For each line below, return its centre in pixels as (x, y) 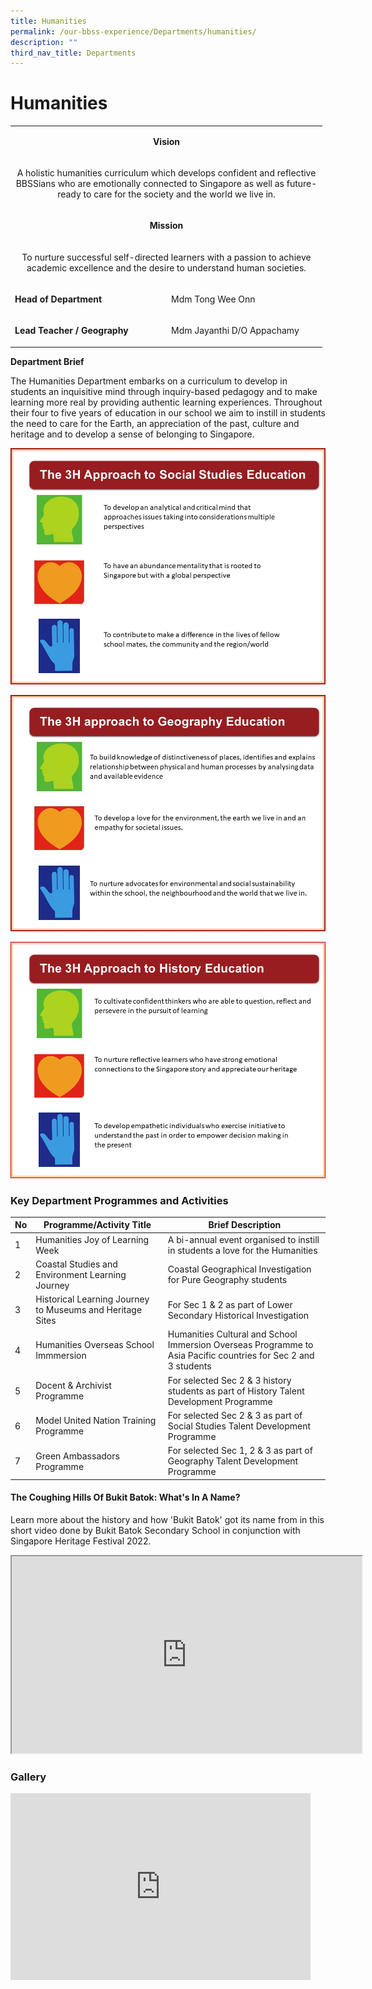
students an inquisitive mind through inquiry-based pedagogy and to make (164, 391)
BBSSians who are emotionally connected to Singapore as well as (150, 184)
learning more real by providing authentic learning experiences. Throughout (166, 402)
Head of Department (58, 299)
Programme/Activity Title (97, 1225)
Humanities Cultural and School (232, 1334)
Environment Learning (81, 1274)
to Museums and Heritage (89, 1310)
